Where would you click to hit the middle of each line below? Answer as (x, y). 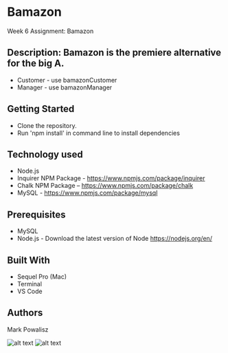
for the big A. (36, 64)
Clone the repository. (47, 125)
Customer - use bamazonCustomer (67, 80)
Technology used (45, 154)
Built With (28, 260)
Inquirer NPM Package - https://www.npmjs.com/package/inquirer (111, 178)
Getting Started (41, 109)
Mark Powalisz (28, 329)
